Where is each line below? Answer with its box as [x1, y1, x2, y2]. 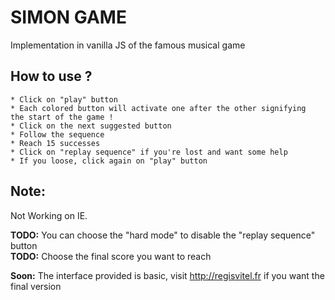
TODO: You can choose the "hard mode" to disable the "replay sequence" [10, 229, 316, 241]
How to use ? [10, 68, 93, 85]
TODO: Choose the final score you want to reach [10, 250, 212, 262]
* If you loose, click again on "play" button [10, 156, 208, 166]
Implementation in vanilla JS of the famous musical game [10, 39, 246, 51]
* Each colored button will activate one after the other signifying [10, 103, 307, 113]
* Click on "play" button [10, 94, 118, 105]
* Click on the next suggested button [10, 121, 172, 131]
